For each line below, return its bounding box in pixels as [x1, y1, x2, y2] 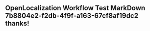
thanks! [5, 19, 30, 28]
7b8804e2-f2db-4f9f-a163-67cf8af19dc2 [5, 12, 139, 20]
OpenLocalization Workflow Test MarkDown [5, 4, 146, 12]
